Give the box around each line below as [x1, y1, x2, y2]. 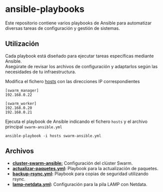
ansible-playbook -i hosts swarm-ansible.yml [5, 133, 101, 138]
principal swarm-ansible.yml [5, 123, 62, 130]
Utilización [5, 40, 39, 48]
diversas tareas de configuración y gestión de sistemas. [5, 25, 121, 31]
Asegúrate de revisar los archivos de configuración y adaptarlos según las [5, 63, 158, 69]
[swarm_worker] [5, 101, 37, 106]
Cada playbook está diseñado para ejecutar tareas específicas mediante [5, 53, 154, 59]
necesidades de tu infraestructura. [5, 69, 76, 75]
